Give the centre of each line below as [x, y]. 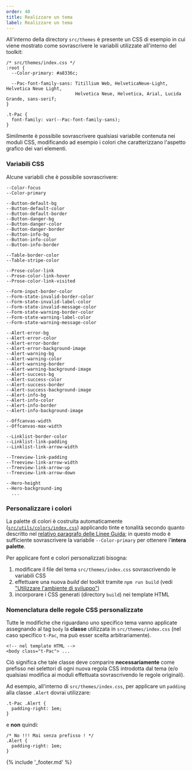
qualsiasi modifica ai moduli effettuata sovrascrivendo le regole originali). [95, 675]
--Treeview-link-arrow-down [41, 473]
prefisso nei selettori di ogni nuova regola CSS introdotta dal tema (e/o [92, 669]
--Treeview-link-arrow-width [42, 462]
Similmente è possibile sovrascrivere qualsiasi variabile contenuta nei [91, 136]
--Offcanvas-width [29, 421]
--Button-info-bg [28, 234]
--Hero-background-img [34, 488]
